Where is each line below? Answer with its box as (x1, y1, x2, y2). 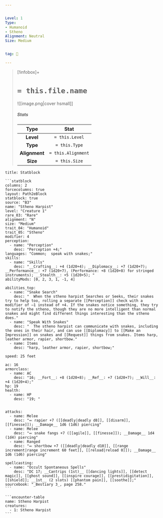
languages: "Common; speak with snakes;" (5, 251, 93, 256)
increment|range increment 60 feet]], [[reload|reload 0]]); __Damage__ (5, 448, 156, 453)
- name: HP (9, 392, 32, 397)
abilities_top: (5, 285, 36, 290)
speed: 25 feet (5, 353, 36, 359)
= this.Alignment (49, 150, 89, 156)
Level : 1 (5, 16, 23, 21)
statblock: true (5, 196, 38, 201)
